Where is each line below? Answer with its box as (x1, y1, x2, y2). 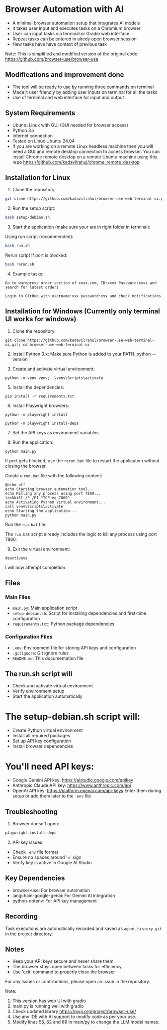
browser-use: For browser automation (12, 887, 90, 893)
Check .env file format (12, 849, 59, 855)
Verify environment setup (12, 688, 65, 694)
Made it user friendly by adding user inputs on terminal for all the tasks (12, 89, 158, 95)
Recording (5, 912, 38, 921)
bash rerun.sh (5, 262, 35, 267)
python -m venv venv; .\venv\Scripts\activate (5, 375, 103, 381)
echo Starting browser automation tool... (5, 487, 94, 492)
